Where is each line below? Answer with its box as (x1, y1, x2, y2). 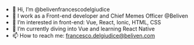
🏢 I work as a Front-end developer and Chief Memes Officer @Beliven (12, 12, 188, 19)
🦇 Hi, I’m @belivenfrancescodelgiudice (12, 6, 110, 13)
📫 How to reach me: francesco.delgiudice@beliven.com (12, 32, 155, 39)
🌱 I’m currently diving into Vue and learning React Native (12, 25, 155, 32)
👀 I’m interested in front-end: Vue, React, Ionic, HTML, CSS (12, 19, 161, 26)
